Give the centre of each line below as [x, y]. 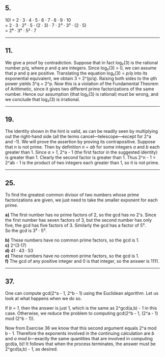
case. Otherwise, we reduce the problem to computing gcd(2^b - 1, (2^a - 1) [82, 314]
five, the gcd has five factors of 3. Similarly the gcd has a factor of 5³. [76, 225]
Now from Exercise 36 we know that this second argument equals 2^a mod [81, 328]
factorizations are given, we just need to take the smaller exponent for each [82, 200]
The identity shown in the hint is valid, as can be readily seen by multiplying [82, 131]
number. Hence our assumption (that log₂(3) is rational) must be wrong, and [82, 94]
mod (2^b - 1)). [20, 318]
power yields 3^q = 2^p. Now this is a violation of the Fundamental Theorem [82, 83]
